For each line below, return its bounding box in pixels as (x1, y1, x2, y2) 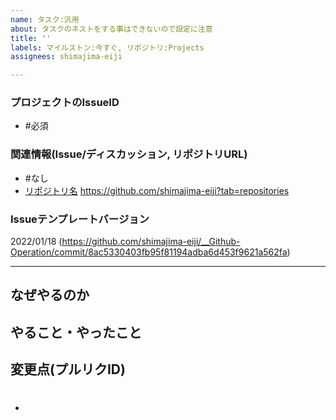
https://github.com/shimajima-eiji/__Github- (61, 236, 241, 248)
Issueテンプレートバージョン (10, 212, 150, 226)
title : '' (10, 33, 52, 43)
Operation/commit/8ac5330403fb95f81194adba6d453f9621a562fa (10, 246, 288, 258)
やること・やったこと (10, 324, 142, 341)
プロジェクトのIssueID (10, 96, 120, 110)
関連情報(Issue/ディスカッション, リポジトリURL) (10, 147, 248, 161)
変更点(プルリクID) (10, 361, 126, 378)
